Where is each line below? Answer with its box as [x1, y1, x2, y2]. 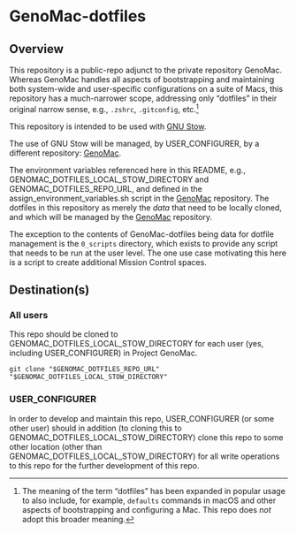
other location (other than [9, 441, 103, 452]
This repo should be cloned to [9, 329, 118, 339]
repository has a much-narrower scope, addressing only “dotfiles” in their [9, 93, 278, 103]
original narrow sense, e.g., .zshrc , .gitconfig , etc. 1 [9, 103, 199, 114]
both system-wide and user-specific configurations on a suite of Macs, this [9, 84, 284, 94]
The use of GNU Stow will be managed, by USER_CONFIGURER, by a [9, 138, 260, 148]
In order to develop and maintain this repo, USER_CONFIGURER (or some [9, 413, 275, 423]
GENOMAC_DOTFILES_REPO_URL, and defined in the [9, 183, 203, 194]
